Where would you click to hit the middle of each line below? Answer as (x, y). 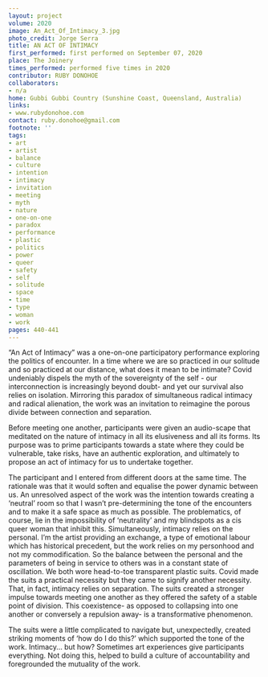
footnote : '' (30, 128)
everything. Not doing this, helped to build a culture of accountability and (129, 655)
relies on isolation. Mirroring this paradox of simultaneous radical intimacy (130, 396)
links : (19, 105)
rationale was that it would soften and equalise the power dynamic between (133, 486)
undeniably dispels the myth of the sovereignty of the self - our (113, 378)
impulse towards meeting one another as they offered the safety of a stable (133, 597)
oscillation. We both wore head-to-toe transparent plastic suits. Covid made (134, 572)
